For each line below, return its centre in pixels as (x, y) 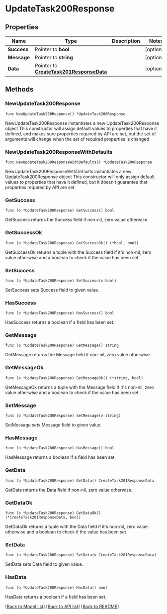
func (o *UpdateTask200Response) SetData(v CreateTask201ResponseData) (81, 555)
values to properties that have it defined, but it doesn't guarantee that (76, 182)
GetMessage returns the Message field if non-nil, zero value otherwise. (78, 355)
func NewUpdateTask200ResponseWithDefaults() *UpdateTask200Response (79, 162)
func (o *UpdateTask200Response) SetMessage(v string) (63, 416)
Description (126, 41)
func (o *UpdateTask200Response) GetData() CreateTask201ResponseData (80, 481)
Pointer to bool (52, 49)
